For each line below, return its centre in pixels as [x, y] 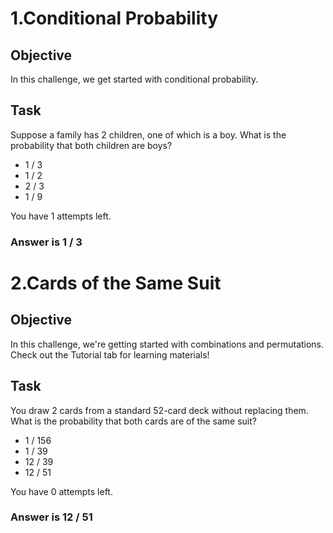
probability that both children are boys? [91, 145]
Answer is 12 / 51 [51, 517]
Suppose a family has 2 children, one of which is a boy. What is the [148, 134]
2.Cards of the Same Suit [116, 283]
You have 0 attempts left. [61, 491]
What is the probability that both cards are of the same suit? [133, 421]
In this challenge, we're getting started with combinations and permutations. [167, 344]
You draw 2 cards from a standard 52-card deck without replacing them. [159, 410]
